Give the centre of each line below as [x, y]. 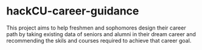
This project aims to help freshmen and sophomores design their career [96, 28]
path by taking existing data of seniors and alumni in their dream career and [101, 34]
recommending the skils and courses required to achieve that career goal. [99, 40]
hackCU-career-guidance [73, 11]
